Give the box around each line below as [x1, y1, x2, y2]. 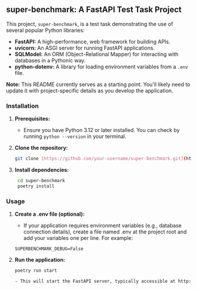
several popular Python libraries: [6, 27, 85, 34]
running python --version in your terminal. [23, 133, 126, 140]
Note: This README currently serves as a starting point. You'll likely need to [6, 81, 191, 88]
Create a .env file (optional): [14, 210, 85, 218]
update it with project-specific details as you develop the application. [6, 87, 173, 94]
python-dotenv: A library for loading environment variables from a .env [14, 63, 188, 70]
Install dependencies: [14, 166, 69, 173]
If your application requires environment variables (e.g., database [23, 222, 182, 229]
